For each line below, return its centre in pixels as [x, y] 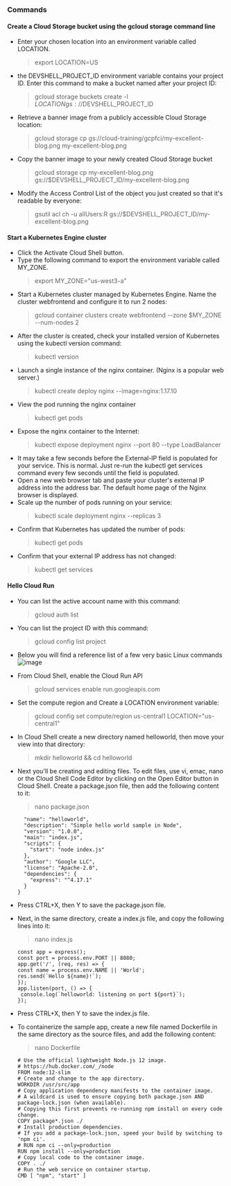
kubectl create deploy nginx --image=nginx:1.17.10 [105, 391]
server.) [28, 378]
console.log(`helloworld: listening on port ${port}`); [103, 994]
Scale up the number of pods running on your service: [94, 502]
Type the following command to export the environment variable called [118, 260]
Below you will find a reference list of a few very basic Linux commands [120, 655]
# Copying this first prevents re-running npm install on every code [120, 1109]
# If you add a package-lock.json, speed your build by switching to [120, 1133]
